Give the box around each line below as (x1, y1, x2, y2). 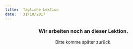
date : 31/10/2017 (5, 12, 46, 17)
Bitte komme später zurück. (55, 39, 112, 45)
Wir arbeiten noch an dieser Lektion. (38, 28, 129, 35)
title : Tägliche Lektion (5, 7, 59, 12)
